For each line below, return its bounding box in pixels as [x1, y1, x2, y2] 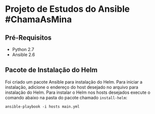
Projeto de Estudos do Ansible [5, 3, 130, 15]
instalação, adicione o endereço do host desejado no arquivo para [5, 84, 138, 90]
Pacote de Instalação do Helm [5, 66, 98, 74]
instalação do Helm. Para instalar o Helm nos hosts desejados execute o [5, 89, 151, 95]
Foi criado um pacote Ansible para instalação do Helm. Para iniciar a [5, 79, 143, 85]
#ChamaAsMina [5, 14, 72, 25]
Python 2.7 [12, 47, 34, 52]
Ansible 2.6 [12, 52, 35, 57]
